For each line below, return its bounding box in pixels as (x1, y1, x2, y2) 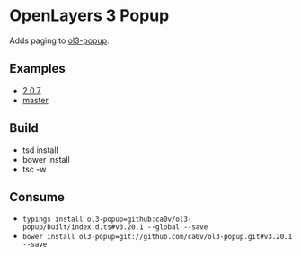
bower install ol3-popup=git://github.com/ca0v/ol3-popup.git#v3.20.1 (22, 233, 293, 242)
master (22, 94, 49, 105)
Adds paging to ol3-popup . (9, 35, 110, 46)
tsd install (22, 145, 58, 155)
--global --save (146, 223, 208, 232)
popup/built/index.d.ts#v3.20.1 (22, 223, 144, 232)
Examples (9, 61, 66, 76)
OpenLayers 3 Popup (9, 5, 170, 26)
